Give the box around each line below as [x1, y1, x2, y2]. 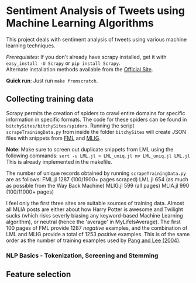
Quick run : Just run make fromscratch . [6, 77, 98, 84]
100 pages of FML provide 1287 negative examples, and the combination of [6, 224, 188, 232]
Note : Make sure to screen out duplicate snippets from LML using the [6, 146, 174, 153]
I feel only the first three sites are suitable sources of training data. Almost [6, 199, 184, 206]
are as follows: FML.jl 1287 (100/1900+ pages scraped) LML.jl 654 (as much [6, 175, 189, 182]
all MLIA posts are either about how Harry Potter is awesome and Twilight [6, 206, 183, 213]
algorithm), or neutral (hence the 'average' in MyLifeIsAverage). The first [6, 218, 181, 225]
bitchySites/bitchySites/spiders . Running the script [6, 122, 135, 129]
